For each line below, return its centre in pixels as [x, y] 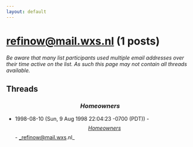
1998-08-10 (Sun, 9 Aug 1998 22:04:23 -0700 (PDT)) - [82, 119]
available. [18, 70]
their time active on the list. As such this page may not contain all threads [97, 64]
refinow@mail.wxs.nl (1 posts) [83, 41]
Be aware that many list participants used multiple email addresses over [95, 58]
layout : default [26, 12]
